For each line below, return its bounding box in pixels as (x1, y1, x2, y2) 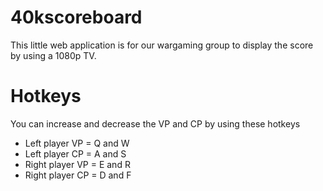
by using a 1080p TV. (10, 49, 97, 61)
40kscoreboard (10, 6, 143, 29)
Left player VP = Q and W (24, 137, 130, 149)
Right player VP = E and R (24, 158, 131, 170)
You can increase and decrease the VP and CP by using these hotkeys (10, 117, 301, 130)
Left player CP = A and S (24, 147, 127, 160)
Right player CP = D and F (24, 169, 132, 181)
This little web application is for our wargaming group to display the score (10, 39, 314, 51)
